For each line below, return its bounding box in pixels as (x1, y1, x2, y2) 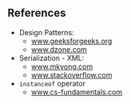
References (7, 6, 66, 20)
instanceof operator (18, 78, 85, 88)
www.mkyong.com (30, 62, 93, 71)
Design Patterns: (18, 27, 74, 37)
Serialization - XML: (18, 53, 85, 62)
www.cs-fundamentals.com (30, 87, 123, 97)
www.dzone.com (30, 44, 87, 54)
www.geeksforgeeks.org (30, 36, 113, 46)
